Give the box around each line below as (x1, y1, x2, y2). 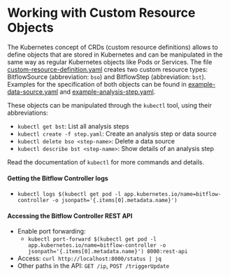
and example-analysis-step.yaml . (59, 87, 156, 96)
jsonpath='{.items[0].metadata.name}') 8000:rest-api (27, 248, 188, 255)
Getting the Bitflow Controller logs (7, 173, 108, 183)
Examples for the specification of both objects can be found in (7, 80, 187, 88)
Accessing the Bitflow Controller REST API (7, 211, 133, 220)
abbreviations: (7, 108, 49, 117)
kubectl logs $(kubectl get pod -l (17, 191, 122, 198)
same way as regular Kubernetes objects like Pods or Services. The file (7, 57, 213, 66)
